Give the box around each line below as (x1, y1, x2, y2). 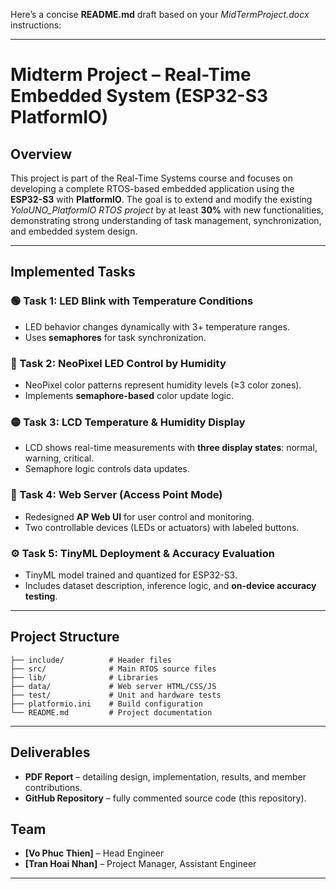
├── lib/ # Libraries (10, 672, 159, 683)
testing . (24, 590, 58, 602)
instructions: (10, 19, 62, 31)
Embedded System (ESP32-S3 (10, 85, 269, 108)
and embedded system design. (10, 225, 138, 237)
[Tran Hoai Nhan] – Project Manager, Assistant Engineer (24, 858, 257, 870)
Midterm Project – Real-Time (10, 64, 252, 86)
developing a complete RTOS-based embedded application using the (10, 183, 295, 194)
